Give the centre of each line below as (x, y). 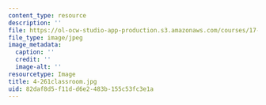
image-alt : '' (38, 67)
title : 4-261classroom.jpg (53, 81)
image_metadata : (35, 45)
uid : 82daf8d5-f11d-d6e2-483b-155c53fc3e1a (81, 89)
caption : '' (35, 52)
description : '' (35, 23)
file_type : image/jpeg (46, 37)
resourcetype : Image (42, 74)
